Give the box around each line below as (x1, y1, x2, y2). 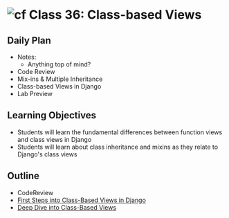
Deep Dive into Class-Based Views (17, 203, 116, 211)
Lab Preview (17, 90, 53, 98)
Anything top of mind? (27, 60, 91, 69)
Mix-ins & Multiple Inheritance (17, 75, 103, 83)
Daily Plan (7, 35, 52, 46)
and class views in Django (17, 135, 92, 143)
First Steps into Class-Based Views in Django (17, 196, 147, 204)
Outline (7, 170, 39, 182)
